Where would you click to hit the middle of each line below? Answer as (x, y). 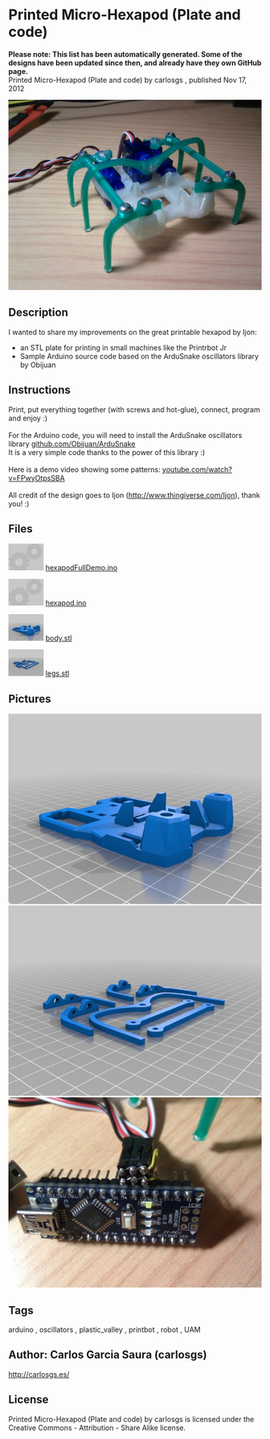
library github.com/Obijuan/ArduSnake (72, 444)
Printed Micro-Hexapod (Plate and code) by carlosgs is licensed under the (131, 1419)
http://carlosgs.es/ (39, 1374)
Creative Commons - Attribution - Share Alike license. (97, 1428)
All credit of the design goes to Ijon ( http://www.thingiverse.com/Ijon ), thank (134, 495)
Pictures (30, 699)
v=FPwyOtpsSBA (37, 478)
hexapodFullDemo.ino (82, 568)
